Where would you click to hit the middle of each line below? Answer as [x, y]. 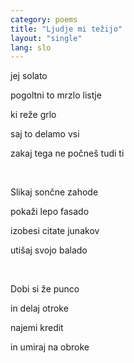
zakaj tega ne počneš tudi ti [67, 153]
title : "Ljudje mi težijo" [66, 29]
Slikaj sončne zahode [54, 192]
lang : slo [31, 47]
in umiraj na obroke [50, 347]
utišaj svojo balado [49, 250]
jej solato [29, 76]
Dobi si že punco [45, 289]
